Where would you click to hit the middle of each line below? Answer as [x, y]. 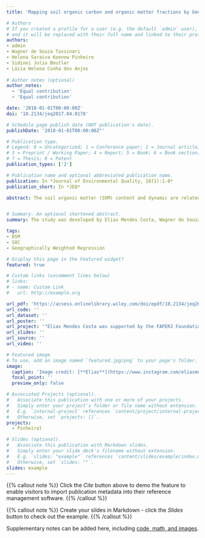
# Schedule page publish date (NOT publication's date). [80, 125]
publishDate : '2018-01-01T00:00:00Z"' [56, 130]
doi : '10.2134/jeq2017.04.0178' [47, 114]
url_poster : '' [26, 321]
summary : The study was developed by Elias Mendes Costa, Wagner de [95, 220]
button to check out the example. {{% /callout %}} [69, 517]
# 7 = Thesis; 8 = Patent [39, 159]
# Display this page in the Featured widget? [65, 259]
